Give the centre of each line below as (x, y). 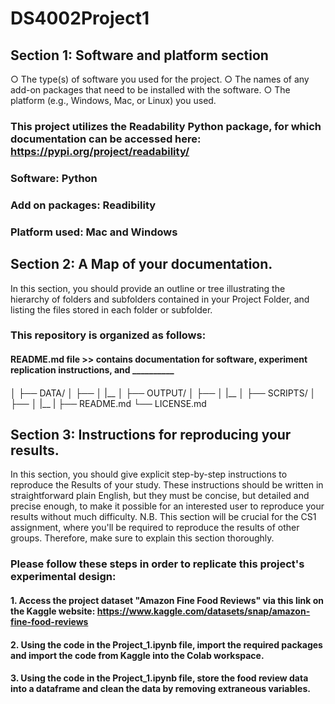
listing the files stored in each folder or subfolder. (111, 309)
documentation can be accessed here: (106, 139)
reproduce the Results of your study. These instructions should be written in (167, 485)
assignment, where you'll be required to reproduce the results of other (155, 528)
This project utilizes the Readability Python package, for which (166, 126)
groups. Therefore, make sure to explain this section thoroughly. (142, 538)
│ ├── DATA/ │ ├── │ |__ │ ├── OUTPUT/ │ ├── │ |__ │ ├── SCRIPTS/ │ (163, 393)
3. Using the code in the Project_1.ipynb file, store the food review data (159, 678)
